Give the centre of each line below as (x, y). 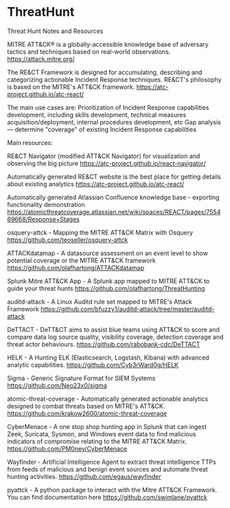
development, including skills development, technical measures (97, 115)
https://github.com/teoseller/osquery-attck (68, 240)
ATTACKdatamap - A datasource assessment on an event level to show (107, 253)
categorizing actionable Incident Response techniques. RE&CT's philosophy (114, 79)
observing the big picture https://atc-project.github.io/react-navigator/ (106, 163)
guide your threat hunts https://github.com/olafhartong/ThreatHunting (106, 288)
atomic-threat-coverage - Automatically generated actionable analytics (107, 399)
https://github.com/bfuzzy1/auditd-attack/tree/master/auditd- (127, 309)
